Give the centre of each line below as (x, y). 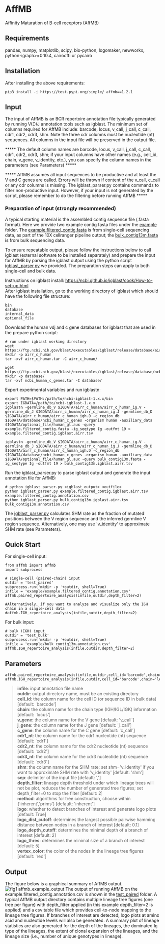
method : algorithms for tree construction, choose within (74, 799)
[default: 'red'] (32, 856)
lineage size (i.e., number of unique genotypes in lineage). (64, 936)
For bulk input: (20, 622)
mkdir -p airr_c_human (28, 354)
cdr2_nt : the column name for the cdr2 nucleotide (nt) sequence (82, 746)
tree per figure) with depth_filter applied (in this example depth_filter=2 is (79, 905)
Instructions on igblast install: (35, 280)
